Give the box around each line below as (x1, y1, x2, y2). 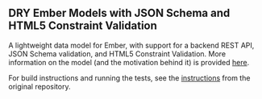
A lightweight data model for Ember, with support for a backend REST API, (8, 40, 255, 50)
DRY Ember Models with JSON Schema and (8, 6, 231, 20)
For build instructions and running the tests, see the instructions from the (8, 72, 251, 83)
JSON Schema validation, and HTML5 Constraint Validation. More (8, 48, 227, 59)
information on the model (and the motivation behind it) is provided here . (8, 57, 250, 67)
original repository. (8, 81, 71, 91)
